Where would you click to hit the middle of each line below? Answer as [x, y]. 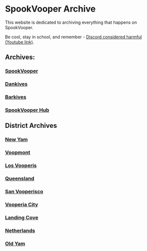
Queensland [20, 179]
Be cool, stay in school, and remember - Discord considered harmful [73, 37]
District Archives [31, 126]
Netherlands [20, 230]
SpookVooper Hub [27, 110]
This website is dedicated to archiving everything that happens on [71, 22]
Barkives [16, 97]
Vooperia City [22, 204]
